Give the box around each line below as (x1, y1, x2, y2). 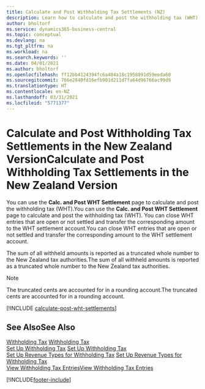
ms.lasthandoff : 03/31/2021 (6, 94, 78, 100)
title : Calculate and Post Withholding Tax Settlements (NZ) (6, 9, 166, 15)
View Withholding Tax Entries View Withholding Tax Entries (6, 365, 154, 372)
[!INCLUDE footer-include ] (6, 376, 72, 383)
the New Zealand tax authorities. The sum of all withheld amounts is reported (6, 256, 199, 263)
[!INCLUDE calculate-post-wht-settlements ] (6, 304, 117, 312)
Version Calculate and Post (6, 152, 144, 166)
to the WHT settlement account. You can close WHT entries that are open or (6, 224, 197, 232)
